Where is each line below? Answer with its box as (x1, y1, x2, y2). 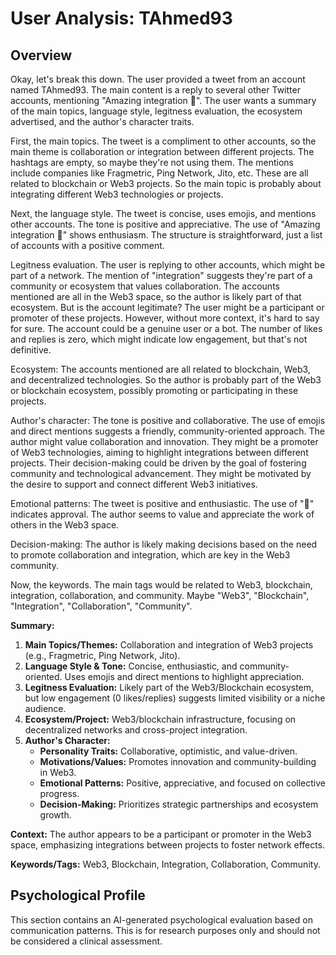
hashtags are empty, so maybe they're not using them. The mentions (10, 157, 294, 168)
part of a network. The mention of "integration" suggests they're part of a (10, 270, 313, 281)
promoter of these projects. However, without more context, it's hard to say (10, 312, 320, 324)
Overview (10, 47, 73, 64)
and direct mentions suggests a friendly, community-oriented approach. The (10, 425, 325, 437)
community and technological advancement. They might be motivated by (10, 468, 312, 479)
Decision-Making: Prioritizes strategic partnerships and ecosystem (39, 798, 319, 810)
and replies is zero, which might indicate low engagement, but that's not (10, 333, 308, 345)
